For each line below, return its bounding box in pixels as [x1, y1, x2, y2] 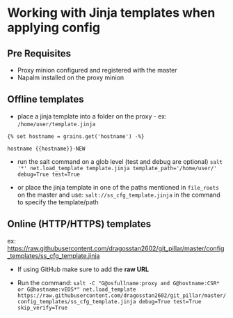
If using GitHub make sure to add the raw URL [17, 265, 150, 273]
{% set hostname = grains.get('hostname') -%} [7, 132, 145, 140]
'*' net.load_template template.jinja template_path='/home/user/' [17, 165, 217, 172]
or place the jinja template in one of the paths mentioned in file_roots [17, 183, 219, 191]
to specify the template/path [17, 197, 99, 206]
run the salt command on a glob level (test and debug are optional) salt [17, 157, 223, 165]
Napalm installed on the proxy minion [17, 73, 124, 82]
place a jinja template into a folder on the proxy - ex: [17, 112, 167, 120]
